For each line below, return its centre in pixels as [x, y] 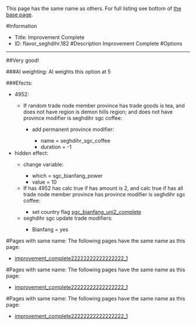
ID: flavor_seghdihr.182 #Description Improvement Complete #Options [98, 44]
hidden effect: [31, 153]
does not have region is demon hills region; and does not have [98, 112]
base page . [20, 15]
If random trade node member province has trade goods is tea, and [104, 106]
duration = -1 [56, 147]
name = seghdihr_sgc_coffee [76, 141]
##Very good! [23, 60]
